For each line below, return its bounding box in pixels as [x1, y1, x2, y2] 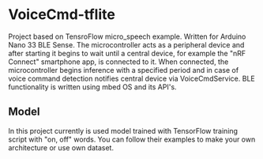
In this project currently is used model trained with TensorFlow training [8, 126, 239, 135]
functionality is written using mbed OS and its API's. [8, 81, 177, 92]
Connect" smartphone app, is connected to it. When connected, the [8, 57, 229, 66]
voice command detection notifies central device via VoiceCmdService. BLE [8, 74, 255, 83]
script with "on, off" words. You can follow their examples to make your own [8, 134, 256, 144]
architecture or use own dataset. [8, 142, 115, 152]
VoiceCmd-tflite [8, 6, 116, 24]
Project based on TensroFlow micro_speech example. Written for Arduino [8, 32, 246, 41]
